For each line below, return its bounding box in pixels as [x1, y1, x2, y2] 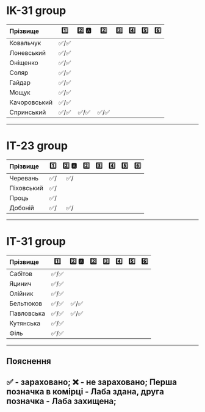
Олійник [9, 289, 34, 297]
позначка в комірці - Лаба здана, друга [6, 386, 165, 397]
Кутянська [9, 319, 41, 327]
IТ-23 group [6, 139, 68, 153]
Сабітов [9, 269, 32, 278]
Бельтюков [9, 299, 43, 308]
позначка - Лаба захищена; [6, 396, 117, 406]
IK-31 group [6, 4, 67, 18]
